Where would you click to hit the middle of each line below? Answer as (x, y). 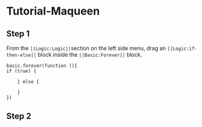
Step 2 (19, 116)
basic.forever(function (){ (42, 66)
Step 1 (18, 34)
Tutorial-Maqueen (53, 11)
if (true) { (21, 71)
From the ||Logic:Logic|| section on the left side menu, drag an (86, 48)
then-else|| (21, 55)
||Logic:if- (182, 49)
